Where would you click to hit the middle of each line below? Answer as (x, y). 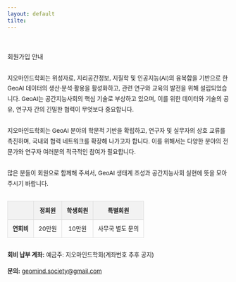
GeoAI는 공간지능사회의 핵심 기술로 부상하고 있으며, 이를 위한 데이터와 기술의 (122, 99)
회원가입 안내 (25, 57)
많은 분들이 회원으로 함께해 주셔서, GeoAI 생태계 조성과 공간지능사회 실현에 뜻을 (111, 173)
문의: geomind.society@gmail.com (55, 271)
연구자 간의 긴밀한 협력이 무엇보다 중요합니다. (75, 110)
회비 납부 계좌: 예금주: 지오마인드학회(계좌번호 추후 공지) (81, 254)
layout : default (31, 14)
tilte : (17, 20)
